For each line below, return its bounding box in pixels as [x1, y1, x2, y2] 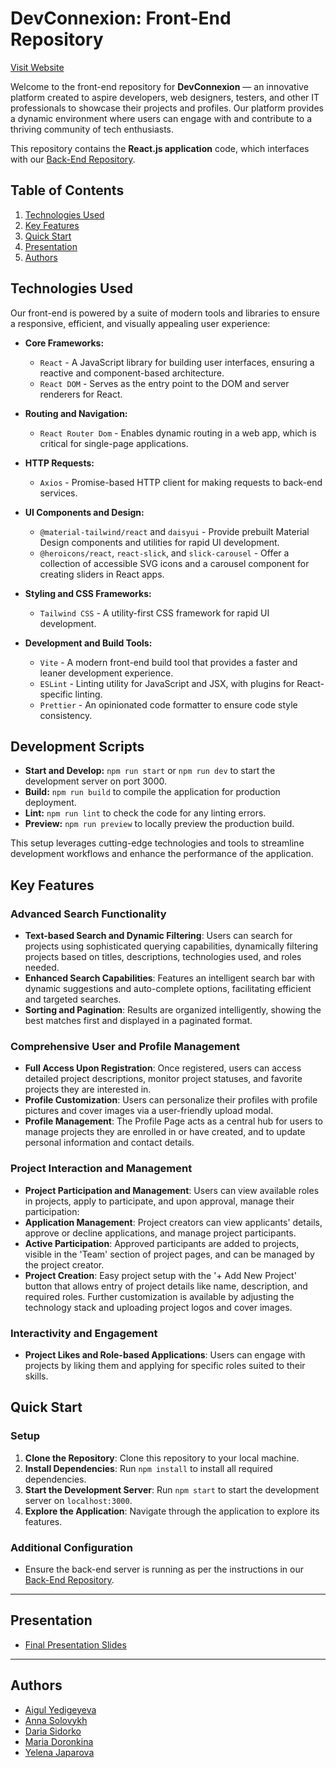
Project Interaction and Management [10, 1162, 193, 1176]
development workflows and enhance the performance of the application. [10, 848, 314, 860]
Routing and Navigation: [24, 407, 128, 419]
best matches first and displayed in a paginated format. [24, 1015, 253, 1027]
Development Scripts [10, 738, 145, 755]
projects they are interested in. [24, 1083, 152, 1096]
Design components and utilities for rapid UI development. [39, 536, 280, 548]
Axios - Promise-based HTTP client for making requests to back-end [39, 476, 323, 488]
